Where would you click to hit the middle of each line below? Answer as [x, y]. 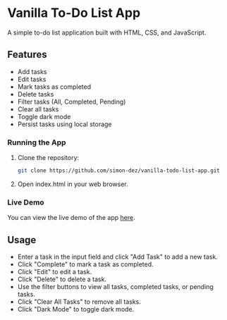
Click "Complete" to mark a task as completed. [85, 264]
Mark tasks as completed [54, 87]
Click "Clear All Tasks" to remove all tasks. [79, 302]
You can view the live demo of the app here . [71, 218]
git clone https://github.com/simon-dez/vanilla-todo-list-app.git [118, 171]
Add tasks [32, 71]
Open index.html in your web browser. [73, 184]
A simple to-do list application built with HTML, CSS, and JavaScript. [107, 32]
